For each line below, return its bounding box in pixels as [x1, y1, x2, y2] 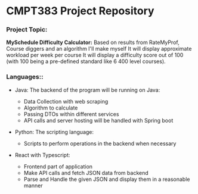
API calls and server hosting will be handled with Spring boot [23, 117, 174, 124]
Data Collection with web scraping [23, 98, 109, 105]
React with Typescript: [14, 151, 70, 158]
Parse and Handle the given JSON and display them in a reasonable [23, 176, 190, 183]
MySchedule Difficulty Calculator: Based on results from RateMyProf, [6, 39, 180, 46]
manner [23, 182, 43, 189]
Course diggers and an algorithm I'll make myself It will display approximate [6, 45, 192, 52]
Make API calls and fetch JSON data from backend [23, 169, 149, 176]
